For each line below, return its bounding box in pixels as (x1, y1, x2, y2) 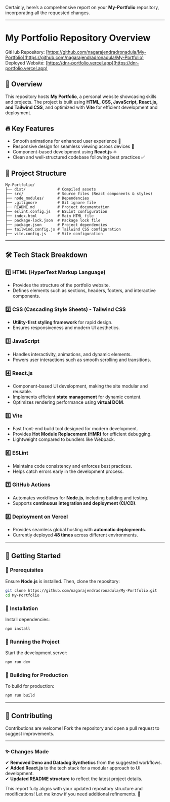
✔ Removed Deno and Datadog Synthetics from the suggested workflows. (5, 759, 162, 766)
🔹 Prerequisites (5, 566, 44, 573)
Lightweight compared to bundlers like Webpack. (12, 436, 115, 442)
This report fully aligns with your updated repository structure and (5, 786, 143, 792)
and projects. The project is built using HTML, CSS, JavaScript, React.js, (5, 99, 158, 105)
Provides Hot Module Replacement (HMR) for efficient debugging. (12, 431, 152, 437)
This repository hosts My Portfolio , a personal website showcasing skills (5, 93, 157, 100)
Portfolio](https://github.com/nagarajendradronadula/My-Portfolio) (5, 54, 144, 60)
